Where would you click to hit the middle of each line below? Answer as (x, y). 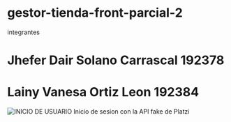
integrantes (24, 32)
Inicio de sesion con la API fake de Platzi (131, 112)
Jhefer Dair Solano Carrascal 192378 (116, 60)
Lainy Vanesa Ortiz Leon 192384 (103, 92)
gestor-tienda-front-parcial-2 (95, 13)
